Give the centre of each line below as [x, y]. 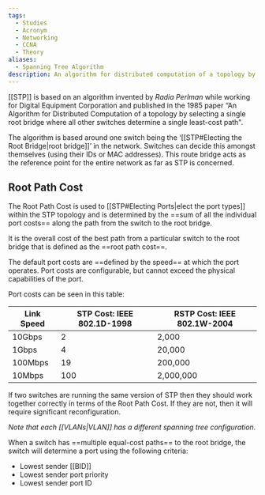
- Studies [31, 23]
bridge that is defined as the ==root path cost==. [88, 247]
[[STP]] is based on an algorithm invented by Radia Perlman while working [129, 96]
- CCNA [26, 45]
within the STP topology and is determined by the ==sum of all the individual [132, 215]
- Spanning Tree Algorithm [60, 67]
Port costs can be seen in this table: [66, 294]
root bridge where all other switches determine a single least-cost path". [126, 122]
